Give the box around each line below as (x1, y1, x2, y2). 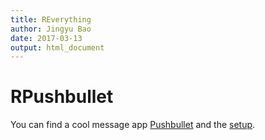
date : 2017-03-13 (10, 33, 83, 43)
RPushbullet (10, 86, 114, 108)
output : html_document (10, 42, 105, 53)
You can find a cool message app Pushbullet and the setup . (10, 119, 256, 131)
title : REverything (10, 14, 92, 25)
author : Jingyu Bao (10, 24, 92, 34)
